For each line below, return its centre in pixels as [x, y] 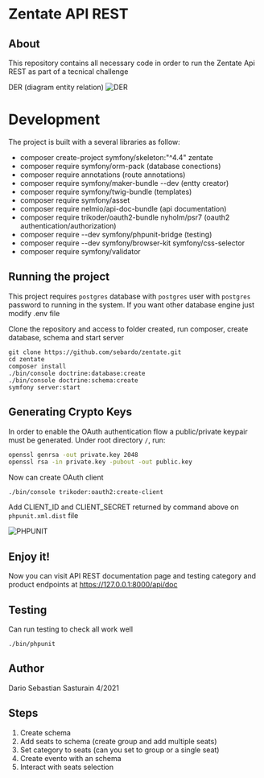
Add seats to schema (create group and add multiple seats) [118, 741]
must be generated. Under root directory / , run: [87, 440]
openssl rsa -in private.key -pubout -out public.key [101, 462]
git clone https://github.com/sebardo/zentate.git [95, 352]
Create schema [45, 732]
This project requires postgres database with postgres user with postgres [130, 296]
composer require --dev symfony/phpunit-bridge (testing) [116, 234]
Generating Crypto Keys [70, 412]
